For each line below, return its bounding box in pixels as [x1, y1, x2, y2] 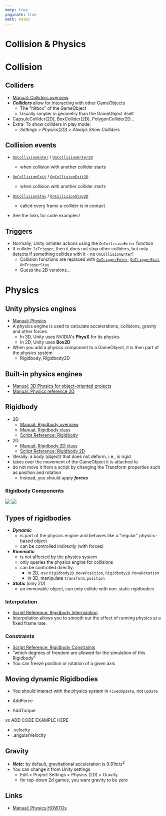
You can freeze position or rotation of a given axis [12, 660, 115, 666]
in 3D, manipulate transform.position [27, 575, 105, 581]
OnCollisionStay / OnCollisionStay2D [12, 193, 88, 199]
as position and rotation [12, 469, 61, 475]
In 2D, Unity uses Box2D [19, 339, 71, 345]
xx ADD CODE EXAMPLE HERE [5, 717, 69, 723]
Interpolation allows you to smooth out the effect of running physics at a [12, 615, 161, 621]
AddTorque [12, 708, 36, 714]
